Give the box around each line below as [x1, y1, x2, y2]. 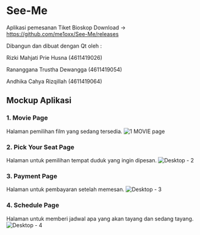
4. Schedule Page [6, 201, 60, 209]
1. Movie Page [6, 114, 48, 122]
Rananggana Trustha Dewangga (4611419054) [6, 65, 123, 73]
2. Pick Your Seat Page [6, 143, 75, 151]
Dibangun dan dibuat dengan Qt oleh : [6, 42, 102, 49]
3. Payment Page [6, 172, 58, 180]
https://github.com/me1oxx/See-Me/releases [6, 30, 119, 37]
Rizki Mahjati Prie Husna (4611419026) [6, 54, 102, 61]
